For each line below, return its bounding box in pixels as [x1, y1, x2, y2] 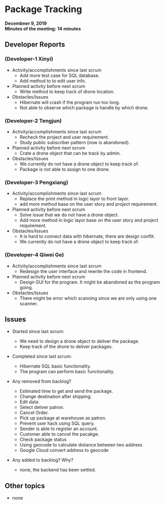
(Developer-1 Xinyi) [5, 56, 54, 63]
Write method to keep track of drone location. [19, 88, 115, 95]
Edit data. [19, 399, 40, 405]
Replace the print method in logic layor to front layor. [19, 196, 130, 202]
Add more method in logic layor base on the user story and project [19, 217, 158, 223]
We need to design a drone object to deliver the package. [19, 338, 140, 344]
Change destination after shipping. [19, 393, 92, 400]
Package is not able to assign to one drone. [19, 166, 110, 172]
